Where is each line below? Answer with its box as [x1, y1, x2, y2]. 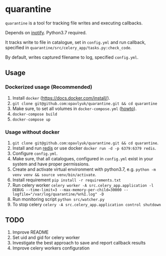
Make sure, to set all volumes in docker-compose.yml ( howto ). [12, 106, 137, 112]
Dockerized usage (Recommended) [5, 84, 93, 91]
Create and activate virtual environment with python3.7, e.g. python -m [12, 166, 156, 172]
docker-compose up [12, 117, 51, 122]
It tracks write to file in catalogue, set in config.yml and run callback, [5, 39, 146, 45]
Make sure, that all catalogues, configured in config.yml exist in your [12, 155, 153, 161]
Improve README [12, 229, 49, 235]
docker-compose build [12, 112, 57, 117]
